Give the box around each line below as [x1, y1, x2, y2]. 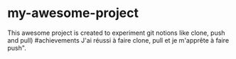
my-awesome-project [7, 5, 139, 21]
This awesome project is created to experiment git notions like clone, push [7, 28, 225, 37]
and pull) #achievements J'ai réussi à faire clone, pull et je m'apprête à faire [7, 36, 230, 44]
